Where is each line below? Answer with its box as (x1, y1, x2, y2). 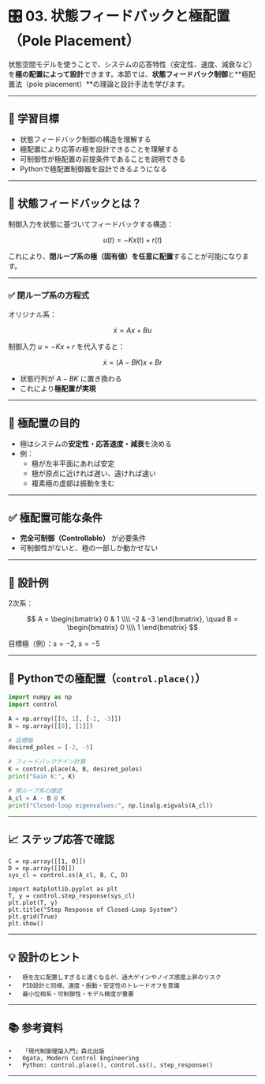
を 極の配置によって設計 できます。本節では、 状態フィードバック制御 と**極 (8, 69, 249, 79)
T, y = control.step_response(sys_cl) (8, 892, 136, 900)
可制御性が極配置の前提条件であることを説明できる (19, 154, 186, 163)
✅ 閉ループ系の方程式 (8, 290, 89, 301)
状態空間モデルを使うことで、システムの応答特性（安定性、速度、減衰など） (8, 59, 256, 69)
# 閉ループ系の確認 (8, 786, 62, 794)
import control (8, 700, 58, 708)
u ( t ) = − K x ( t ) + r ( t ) (103, 234, 162, 245)
